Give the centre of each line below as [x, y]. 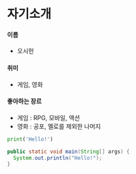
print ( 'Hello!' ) [30, 139]
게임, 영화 [30, 84]
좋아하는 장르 [25, 101]
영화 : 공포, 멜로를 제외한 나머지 [59, 126]
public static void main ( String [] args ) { [68, 151]
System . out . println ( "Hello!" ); [58, 158]
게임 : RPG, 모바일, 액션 [49, 117]
